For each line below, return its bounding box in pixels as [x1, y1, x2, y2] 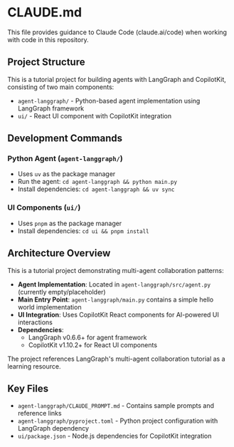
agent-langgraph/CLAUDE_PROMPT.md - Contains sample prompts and [17, 401, 215, 410]
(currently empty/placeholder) [17, 287, 106, 296]
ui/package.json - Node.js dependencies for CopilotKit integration [17, 432, 212, 441]
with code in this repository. [7, 35, 89, 43]
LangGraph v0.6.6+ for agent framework [28, 333, 147, 341]
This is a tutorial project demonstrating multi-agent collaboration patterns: [7, 266, 224, 274]
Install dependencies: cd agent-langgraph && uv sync [17, 185, 175, 193]
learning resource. [7, 361, 61, 371]
